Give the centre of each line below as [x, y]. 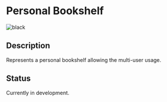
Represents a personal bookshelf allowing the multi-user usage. [84, 60]
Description [28, 46]
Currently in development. [38, 93]
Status [19, 79]
